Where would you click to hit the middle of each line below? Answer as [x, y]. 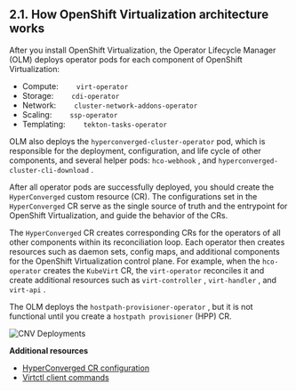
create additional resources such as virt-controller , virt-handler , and [143, 280]
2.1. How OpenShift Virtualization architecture [139, 15]
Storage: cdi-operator [71, 95]
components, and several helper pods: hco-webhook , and [113, 160]
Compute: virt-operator [75, 86]
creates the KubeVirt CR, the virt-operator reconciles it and [154, 270]
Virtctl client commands [65, 377]
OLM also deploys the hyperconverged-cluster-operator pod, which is [137, 141]
